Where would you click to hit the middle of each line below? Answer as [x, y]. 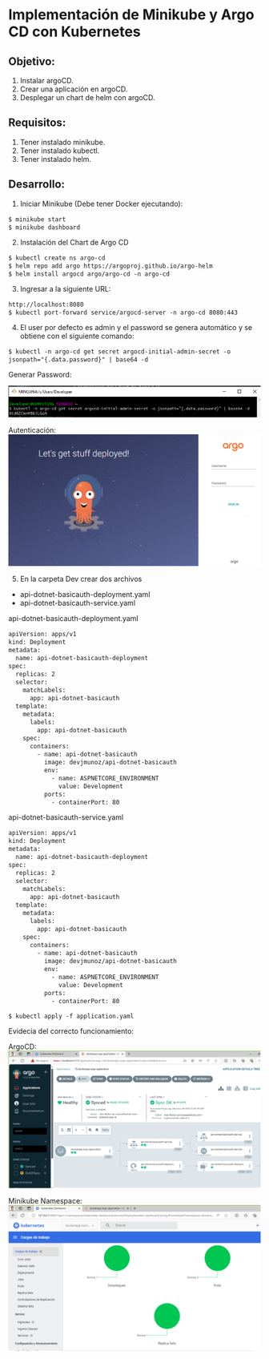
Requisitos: [37, 123]
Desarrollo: [37, 185]
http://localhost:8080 [46, 304]
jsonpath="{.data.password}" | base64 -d [78, 359]
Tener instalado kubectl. [60, 151]
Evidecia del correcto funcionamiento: [71, 1030]
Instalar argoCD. [46, 81]
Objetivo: [32, 61]
